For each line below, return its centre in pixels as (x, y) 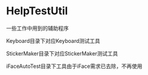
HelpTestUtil (37, 11)
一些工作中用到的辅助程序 (37, 28)
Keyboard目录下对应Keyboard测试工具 (53, 40)
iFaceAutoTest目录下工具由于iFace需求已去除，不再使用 (74, 66)
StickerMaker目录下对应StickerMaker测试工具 (62, 53)
